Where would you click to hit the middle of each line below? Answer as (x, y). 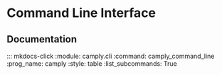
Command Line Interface (81, 13)
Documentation (42, 39)
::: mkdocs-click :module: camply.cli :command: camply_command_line (111, 56)
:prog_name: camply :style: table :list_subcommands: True (92, 64)
